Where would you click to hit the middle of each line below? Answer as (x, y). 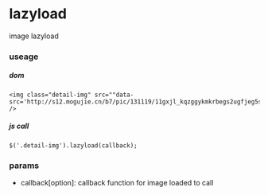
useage (24, 57)
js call (19, 126)
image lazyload (34, 36)
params (24, 166)
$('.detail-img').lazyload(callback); (73, 145)
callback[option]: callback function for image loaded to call (117, 183)
